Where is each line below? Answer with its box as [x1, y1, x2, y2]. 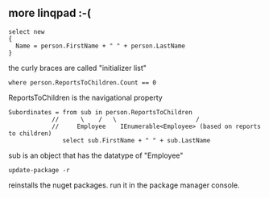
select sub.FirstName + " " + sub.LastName [62, 136, 211, 144]
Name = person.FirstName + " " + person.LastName [15, 42, 185, 50]
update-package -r [8, 166, 70, 174]
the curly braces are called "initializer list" [8, 63, 147, 72]
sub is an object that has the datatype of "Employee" [8, 151, 184, 160]
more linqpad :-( [8, 6, 91, 20]
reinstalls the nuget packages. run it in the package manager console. [8, 180, 240, 190]
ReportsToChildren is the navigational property [8, 93, 163, 102]
